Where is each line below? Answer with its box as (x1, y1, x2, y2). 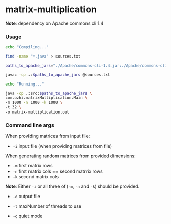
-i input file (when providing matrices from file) (12, 143, 112, 149)
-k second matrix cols (12, 174, 59, 180)
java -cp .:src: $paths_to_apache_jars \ (5, 91, 93, 96)
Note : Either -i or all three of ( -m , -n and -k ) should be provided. (5, 183, 140, 189)
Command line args (5, 121, 54, 128)
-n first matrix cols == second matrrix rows (12, 168, 103, 174)
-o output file (12, 193, 40, 200)
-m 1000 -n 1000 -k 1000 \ (5, 100, 63, 105)
